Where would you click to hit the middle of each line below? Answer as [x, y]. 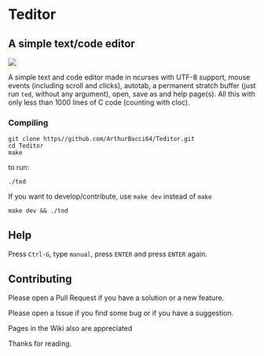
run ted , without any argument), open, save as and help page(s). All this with [132, 94]
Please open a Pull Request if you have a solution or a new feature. [116, 298]
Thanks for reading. [40, 343]
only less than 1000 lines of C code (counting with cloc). [99, 102]
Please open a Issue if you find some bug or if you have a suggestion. [121, 313]
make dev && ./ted [38, 211]
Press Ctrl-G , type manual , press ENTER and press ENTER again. [108, 254]
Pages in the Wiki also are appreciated [70, 328]
